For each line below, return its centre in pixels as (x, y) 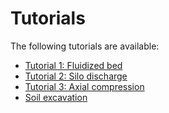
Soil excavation (56, 97)
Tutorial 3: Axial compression (84, 86)
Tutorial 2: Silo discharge (76, 76)
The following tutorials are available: (85, 46)
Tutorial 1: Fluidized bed (73, 65)
